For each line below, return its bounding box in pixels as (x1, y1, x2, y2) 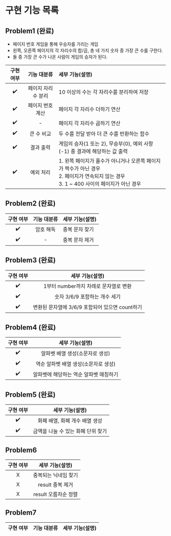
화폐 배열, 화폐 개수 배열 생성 (37, 417, 103, 424)
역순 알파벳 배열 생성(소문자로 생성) (35, 360, 116, 367)
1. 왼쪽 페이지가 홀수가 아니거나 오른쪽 (58, 158, 146, 164)
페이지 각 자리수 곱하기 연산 (58, 119, 121, 126)
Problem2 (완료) (5, 199, 56, 208)
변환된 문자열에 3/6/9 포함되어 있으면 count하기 (33, 304, 142, 311)
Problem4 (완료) (5, 323, 56, 332)
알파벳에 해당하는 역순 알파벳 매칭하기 (33, 371, 119, 378)
